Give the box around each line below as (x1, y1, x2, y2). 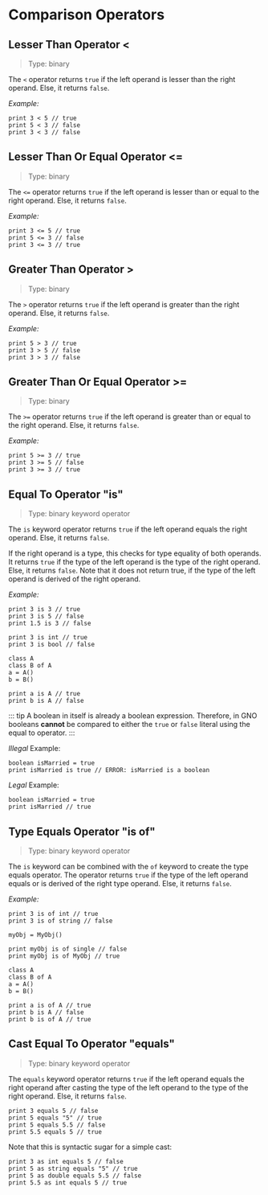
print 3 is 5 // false (8, 613, 84, 621)
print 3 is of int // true (8, 910, 99, 918)
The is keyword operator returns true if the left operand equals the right (8, 524, 248, 534)
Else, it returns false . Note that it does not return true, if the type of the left (8, 565, 256, 576)
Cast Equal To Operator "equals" (8, 1037, 175, 1051)
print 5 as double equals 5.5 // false (8, 1172, 142, 1180)
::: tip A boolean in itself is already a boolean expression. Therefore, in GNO (8, 711, 258, 721)
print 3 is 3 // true (8, 606, 81, 614)
